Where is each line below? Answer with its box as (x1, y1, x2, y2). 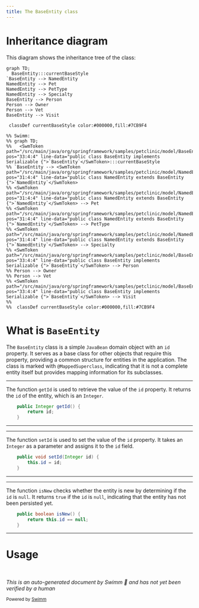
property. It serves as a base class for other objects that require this (6, 349, 172, 356)
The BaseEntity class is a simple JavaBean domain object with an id (6, 343, 170, 351)
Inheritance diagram (6, 34, 108, 47)
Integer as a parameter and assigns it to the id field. (6, 443, 134, 450)
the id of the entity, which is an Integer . (6, 392, 104, 399)
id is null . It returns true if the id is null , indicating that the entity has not (6, 493, 187, 500)
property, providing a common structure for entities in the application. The (6, 356, 187, 363)
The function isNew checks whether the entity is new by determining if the (6, 487, 187, 494)
